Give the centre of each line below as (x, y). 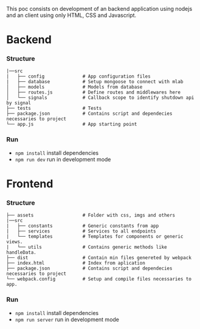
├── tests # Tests (54, 109)
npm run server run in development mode (67, 319)
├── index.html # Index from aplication (76, 263)
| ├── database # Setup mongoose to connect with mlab (95, 82)
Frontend (30, 184)
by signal (19, 103)
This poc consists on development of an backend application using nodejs (99, 9)
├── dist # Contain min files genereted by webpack (99, 258)
